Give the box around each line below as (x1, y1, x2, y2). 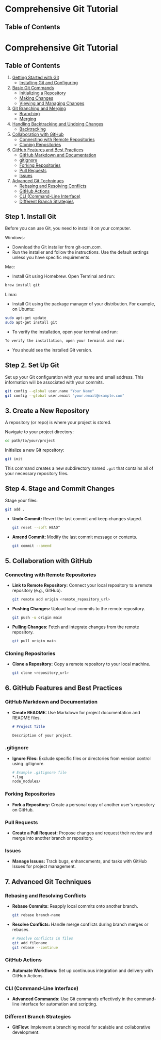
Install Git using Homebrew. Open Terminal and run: (12, 273, 115, 279)
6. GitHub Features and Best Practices (5, 684, 122, 692)
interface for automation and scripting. (20, 1001, 97, 1007)
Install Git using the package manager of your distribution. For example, (12, 301, 155, 307)
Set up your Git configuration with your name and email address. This (5, 374, 144, 380)
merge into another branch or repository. (12, 835, 94, 841)
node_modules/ (12, 779, 41, 784)
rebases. (12, 926, 30, 932)
